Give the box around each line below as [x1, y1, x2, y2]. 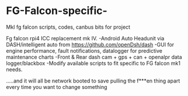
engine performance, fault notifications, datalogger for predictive [6, 47, 162, 54]
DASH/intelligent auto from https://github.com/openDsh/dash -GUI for [6, 41, 175, 48]
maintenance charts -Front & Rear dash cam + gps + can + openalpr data [6, 53, 182, 60]
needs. [6, 66, 23, 73]
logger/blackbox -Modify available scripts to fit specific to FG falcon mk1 [6, 60, 181, 67]
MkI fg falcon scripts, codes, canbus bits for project [6, 23, 130, 30]
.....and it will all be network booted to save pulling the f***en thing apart [6, 77, 180, 84]
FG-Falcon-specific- [6, 4, 108, 18]
